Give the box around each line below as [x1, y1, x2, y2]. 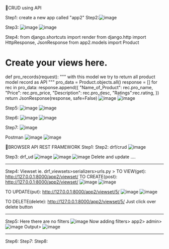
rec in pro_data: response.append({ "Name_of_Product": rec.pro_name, [5, 84, 153, 90]
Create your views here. [5, 57, 108, 69]
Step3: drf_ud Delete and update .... [5, 154, 136, 160]
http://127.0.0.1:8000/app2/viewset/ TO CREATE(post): [5, 173, 117, 179]
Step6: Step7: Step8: [5, 238, 48, 244]
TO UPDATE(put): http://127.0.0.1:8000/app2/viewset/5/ [5, 189, 120, 195]
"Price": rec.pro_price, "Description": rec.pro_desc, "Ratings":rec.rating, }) [5, 90, 159, 96]
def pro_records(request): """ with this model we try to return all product [5, 74, 155, 80]
